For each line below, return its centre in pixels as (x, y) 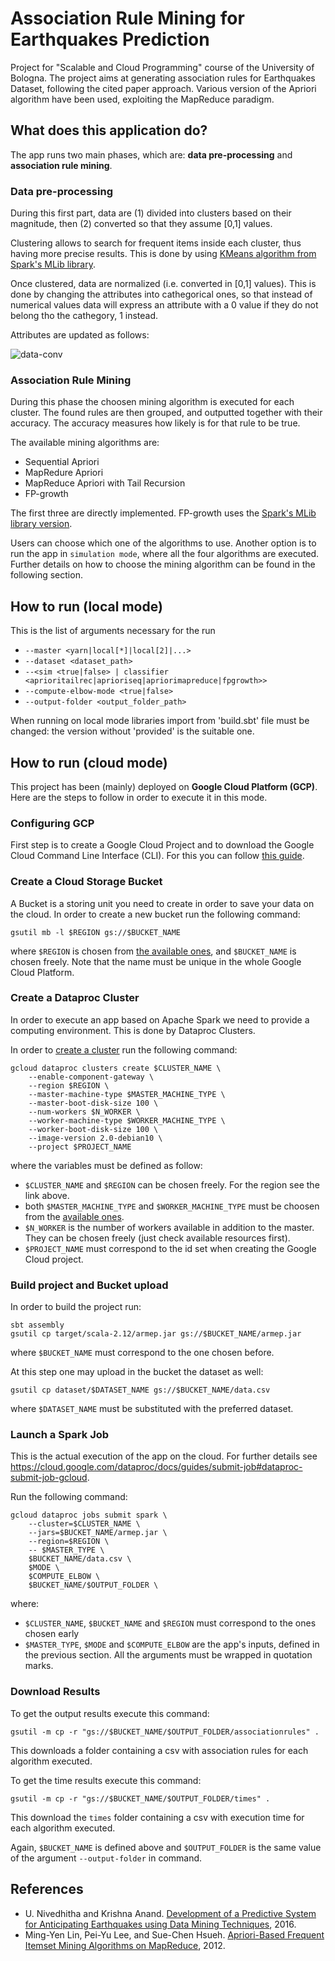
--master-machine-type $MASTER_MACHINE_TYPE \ (127, 1094)
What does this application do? (109, 130)
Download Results (55, 1692)
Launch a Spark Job (60, 1435)
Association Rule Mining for (127, 18)
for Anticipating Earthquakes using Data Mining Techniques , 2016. (160, 1924)
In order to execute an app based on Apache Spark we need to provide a (160, 1019)
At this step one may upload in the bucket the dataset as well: (137, 1372)
